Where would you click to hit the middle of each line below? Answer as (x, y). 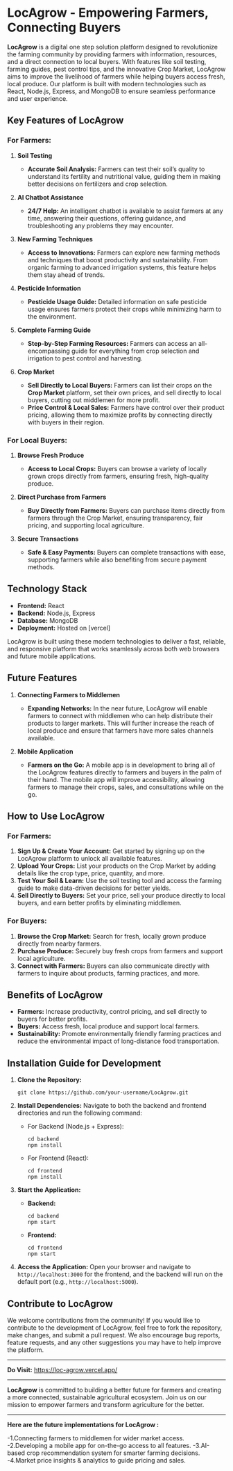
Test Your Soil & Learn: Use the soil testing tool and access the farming (119, 881)
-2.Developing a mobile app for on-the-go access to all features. (100, 1445)
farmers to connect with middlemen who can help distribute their (120, 715)
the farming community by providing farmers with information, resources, (112, 54)
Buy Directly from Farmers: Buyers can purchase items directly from (126, 510)
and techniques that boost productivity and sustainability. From (118, 260)
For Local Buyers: (37, 440)
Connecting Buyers (64, 27)
